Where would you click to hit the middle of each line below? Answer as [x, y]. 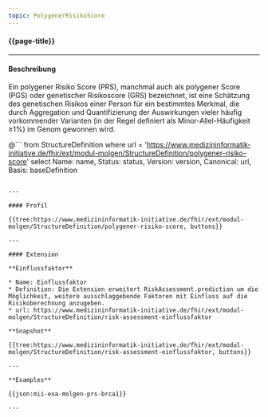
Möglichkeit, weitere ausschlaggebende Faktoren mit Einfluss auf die [128, 297]
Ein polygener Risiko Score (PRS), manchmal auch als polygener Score [124, 87]
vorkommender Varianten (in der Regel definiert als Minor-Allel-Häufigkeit [130, 121]
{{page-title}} [32, 41]
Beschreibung [32, 69]
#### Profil [28, 206]
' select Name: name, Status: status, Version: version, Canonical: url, [139, 162]
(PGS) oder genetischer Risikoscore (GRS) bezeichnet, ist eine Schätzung [129, 96]
